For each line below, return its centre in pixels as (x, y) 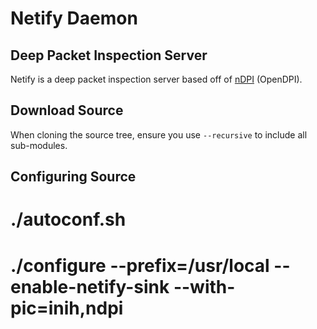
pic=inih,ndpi (67, 308)
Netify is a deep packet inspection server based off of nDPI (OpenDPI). (156, 79)
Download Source (67, 110)
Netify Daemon (74, 18)
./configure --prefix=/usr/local (140, 265)
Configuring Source (73, 177)
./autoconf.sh (68, 219)
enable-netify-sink (90, 286)
